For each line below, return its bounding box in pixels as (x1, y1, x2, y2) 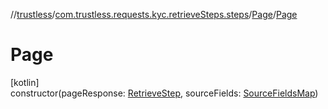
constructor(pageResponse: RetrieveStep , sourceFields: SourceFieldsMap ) (10, 87, 319, 99)
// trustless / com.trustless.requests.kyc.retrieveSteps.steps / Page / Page (10, 9, 298, 20)
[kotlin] (10, 76, 40, 88)
